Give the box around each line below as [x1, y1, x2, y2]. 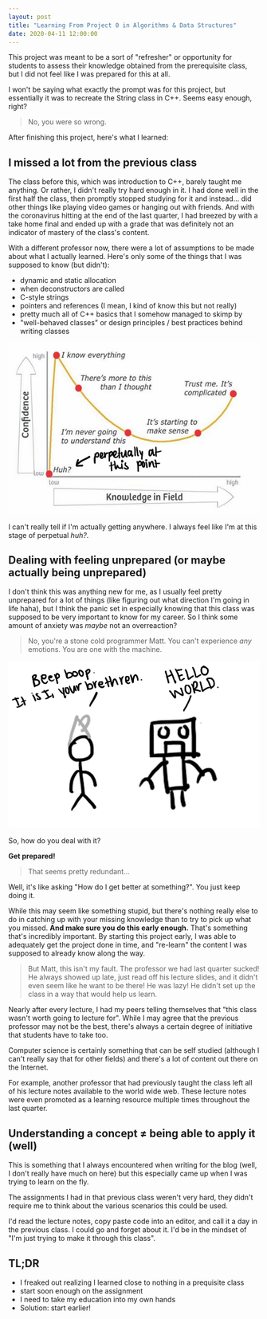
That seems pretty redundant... [27, 867, 130, 877]
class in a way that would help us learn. [27, 989, 158, 999]
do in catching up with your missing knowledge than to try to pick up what [8, 915, 252, 924]
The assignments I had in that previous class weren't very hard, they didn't [8, 1192, 253, 1203]
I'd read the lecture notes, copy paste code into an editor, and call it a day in [8, 1216, 257, 1227]
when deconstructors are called [19, 284, 125, 294]
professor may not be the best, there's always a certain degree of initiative [8, 1022, 253, 1031]
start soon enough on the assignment [19, 1286, 143, 1296]
